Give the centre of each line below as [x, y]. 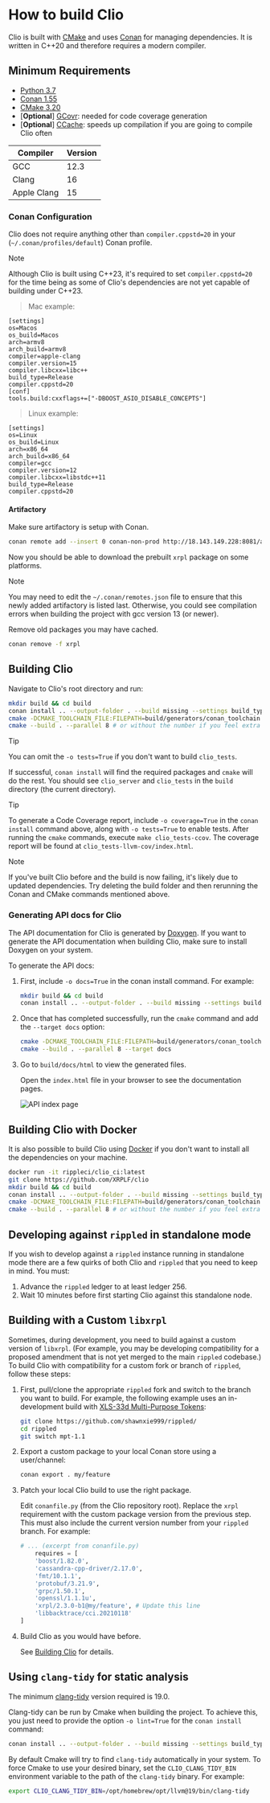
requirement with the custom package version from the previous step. [135, 1514]
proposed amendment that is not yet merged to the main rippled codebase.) [135, 1357]
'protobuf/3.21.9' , [67, 1584]
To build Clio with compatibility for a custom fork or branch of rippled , [125, 1365]
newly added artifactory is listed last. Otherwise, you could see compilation [133, 605]
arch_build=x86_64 [39, 457]
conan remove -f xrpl [45, 645]
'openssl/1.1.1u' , [65, 1598]
